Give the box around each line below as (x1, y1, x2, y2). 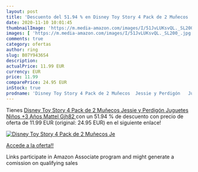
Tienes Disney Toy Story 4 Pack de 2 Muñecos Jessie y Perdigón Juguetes (6, 106, 189, 113)
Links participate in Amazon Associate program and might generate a (6, 153, 174, 160)
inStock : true (6, 85, 41, 91)
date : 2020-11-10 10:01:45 (6, 19, 72, 25)
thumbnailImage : (6, 25, 46, 31)
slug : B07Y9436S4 (6, 52, 49, 58)
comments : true (6, 36, 44, 42)
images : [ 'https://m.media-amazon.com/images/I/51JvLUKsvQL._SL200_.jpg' (6, 31, 194, 36)
